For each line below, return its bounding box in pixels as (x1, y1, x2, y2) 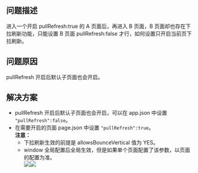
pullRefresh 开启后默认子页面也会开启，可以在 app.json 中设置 (14, 109, 168, 117)
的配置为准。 (23, 154, 55, 161)
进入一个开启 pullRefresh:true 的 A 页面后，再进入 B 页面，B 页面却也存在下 (6, 23, 191, 30)
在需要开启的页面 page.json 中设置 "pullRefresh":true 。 (14, 124, 155, 131)
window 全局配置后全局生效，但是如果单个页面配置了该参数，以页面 (23, 146, 190, 153)
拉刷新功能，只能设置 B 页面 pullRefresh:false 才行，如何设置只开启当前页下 (6, 30, 192, 37)
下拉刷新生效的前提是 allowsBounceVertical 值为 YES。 (23, 139, 159, 146)
